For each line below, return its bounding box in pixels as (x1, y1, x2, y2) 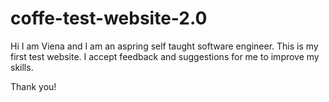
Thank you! (10, 80, 57, 92)
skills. (10, 61, 34, 73)
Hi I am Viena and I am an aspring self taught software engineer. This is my (10, 40, 319, 52)
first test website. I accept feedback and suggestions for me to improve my (10, 50, 320, 62)
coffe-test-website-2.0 (10, 7, 208, 30)
